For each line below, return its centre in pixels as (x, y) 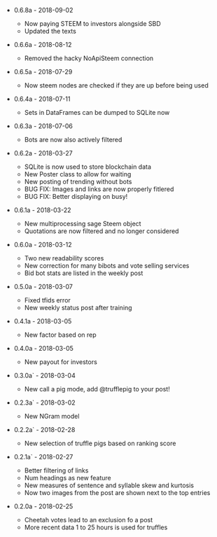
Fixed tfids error (48, 300)
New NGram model (52, 416)
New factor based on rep (60, 335)
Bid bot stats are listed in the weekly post (84, 273)
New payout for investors (61, 362)
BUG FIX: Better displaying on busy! (76, 196)
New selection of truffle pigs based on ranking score (100, 443)
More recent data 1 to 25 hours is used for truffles (96, 527)
